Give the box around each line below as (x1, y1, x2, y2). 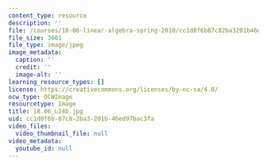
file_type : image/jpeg (8, 41, 83, 49)
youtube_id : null (15, 144, 73, 152)
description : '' (8, 19, 62, 27)
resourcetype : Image (8, 100, 77, 108)
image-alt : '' (15, 71, 62, 79)
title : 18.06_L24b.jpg (8, 108, 83, 116)
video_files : (8, 122, 52, 130)
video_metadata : (8, 136, 62, 145)
